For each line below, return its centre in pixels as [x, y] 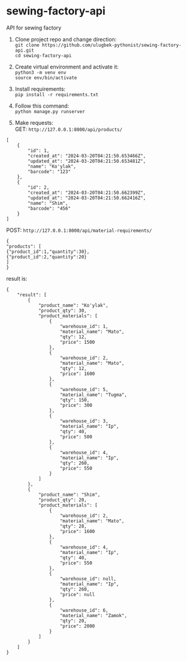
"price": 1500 [77, 342]
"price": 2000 [77, 626]
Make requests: [34, 123]
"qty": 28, [73, 526]
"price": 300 [76, 405]
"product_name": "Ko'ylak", [73, 305]
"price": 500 [76, 437]
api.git [24, 50]
